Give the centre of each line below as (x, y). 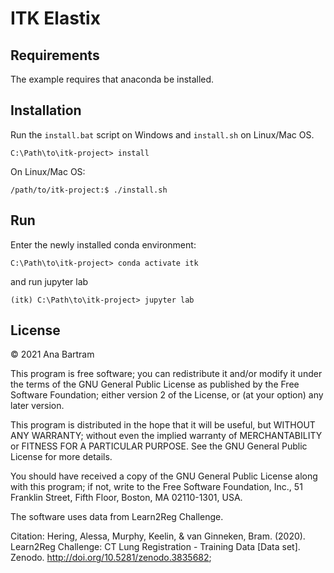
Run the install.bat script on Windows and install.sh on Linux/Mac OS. (162, 134)
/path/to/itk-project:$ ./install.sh (89, 190)
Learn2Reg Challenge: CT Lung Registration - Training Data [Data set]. (155, 547)
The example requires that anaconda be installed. (112, 79)
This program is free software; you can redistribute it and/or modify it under (166, 374)
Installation (46, 110)
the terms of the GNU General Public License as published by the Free (155, 384)
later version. (37, 406)
